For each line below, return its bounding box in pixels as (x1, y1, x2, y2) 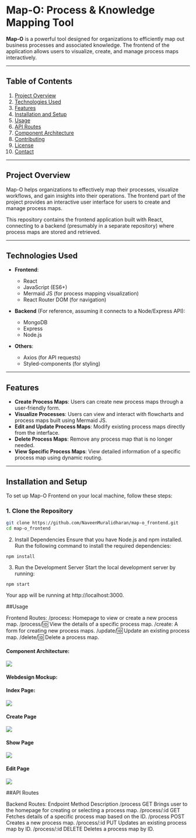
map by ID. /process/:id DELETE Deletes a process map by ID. (6, 825, 155, 832)
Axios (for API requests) (23, 354, 81, 361)
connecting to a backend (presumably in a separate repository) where (6, 222, 174, 229)
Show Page (6, 739, 34, 746)
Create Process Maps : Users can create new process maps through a (14, 399, 184, 406)
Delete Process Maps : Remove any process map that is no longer (14, 435, 173, 442)
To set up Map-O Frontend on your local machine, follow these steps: (6, 492, 173, 499)
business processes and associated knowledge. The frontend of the (6, 42, 170, 49)
